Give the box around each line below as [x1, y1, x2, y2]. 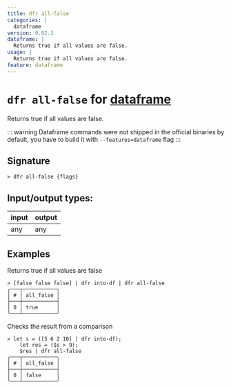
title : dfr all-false [7, 10, 70, 17]
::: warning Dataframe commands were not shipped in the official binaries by [7, 127, 225, 136]
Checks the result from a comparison [7, 323, 113, 330]
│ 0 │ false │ [7, 372, 60, 379]
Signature [7, 155, 50, 167]
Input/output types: [7, 192, 94, 204]
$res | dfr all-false [19, 347, 81, 354]
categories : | [7, 17, 48, 24]
